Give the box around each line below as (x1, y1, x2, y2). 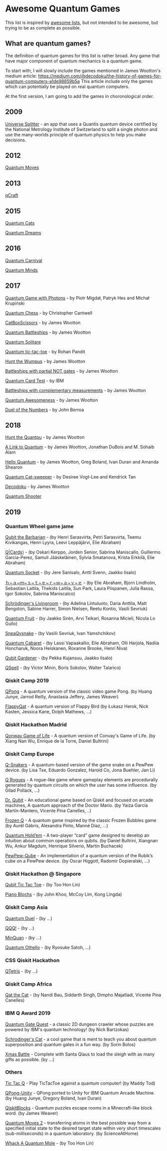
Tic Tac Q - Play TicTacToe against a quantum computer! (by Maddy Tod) (5, 1080, 156, 1086)
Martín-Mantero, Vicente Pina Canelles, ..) (5, 808, 91, 814)
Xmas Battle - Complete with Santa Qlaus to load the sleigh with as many (5, 1051, 155, 1057)
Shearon (5, 464, 23, 470)
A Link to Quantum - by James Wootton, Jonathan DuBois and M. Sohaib (5, 444, 155, 450)
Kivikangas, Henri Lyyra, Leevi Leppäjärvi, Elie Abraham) (5, 540, 121, 546)
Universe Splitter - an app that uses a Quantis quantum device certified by (5, 121, 158, 127)
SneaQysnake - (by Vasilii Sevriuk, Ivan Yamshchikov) (5, 630, 116, 636)
